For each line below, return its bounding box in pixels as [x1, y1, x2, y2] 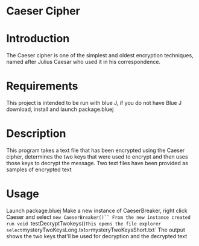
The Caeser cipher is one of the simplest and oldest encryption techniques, [6, 52, 194, 59]
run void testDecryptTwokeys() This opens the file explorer [6, 219, 162, 227]
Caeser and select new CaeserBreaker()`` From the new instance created [6, 213, 191, 221]
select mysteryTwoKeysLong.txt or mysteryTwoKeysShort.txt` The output [6, 226, 186, 233]
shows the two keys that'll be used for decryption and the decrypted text [6, 232, 188, 239]
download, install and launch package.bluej [6, 106, 114, 113]
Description [6, 127, 66, 140]
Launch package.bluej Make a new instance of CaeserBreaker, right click [6, 207, 188, 214]
